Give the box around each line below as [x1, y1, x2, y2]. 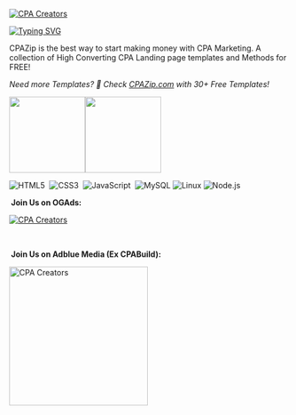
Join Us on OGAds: [11, 197, 82, 208]
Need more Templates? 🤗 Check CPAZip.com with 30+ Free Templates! [9, 79, 270, 89]
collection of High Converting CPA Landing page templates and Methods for [9, 52, 287, 62]
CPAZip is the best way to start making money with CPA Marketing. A [9, 43, 261, 53]
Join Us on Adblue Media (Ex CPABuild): [11, 249, 161, 259]
